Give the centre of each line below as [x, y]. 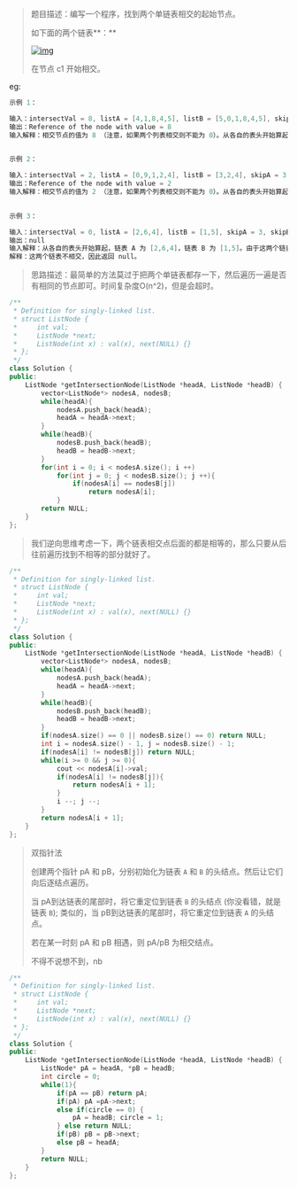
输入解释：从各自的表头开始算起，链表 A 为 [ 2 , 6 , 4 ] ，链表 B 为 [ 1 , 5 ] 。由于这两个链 [148, 248]
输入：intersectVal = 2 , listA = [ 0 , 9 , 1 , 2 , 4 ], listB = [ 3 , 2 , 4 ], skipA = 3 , [150, 175]
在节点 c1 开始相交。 [68, 69]
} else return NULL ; [94, 1126]
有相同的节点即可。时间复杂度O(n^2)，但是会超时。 [125, 286]
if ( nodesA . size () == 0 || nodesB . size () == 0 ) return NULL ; [154, 736]
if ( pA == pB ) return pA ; [102, 1093]
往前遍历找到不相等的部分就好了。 [93, 554]
